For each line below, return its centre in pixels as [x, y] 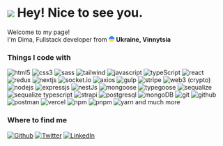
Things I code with [39, 57]
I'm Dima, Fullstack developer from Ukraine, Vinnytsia [89, 39]
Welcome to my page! [39, 32]
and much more [157, 102]
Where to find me [37, 120]
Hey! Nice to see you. [80, 13]
